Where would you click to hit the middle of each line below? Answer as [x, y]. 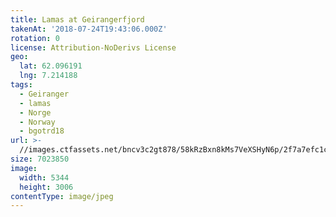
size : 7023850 [40, 159]
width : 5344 [44, 177]
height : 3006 [46, 187]
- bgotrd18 [42, 131]
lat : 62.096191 [51, 66]
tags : [21, 85]
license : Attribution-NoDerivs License [93, 47]
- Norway [37, 122]
